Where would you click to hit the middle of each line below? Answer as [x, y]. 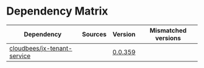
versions [168, 38]
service [20, 56]
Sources [94, 34]
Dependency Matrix [57, 11]
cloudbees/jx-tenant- [41, 48]
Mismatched [168, 30]
